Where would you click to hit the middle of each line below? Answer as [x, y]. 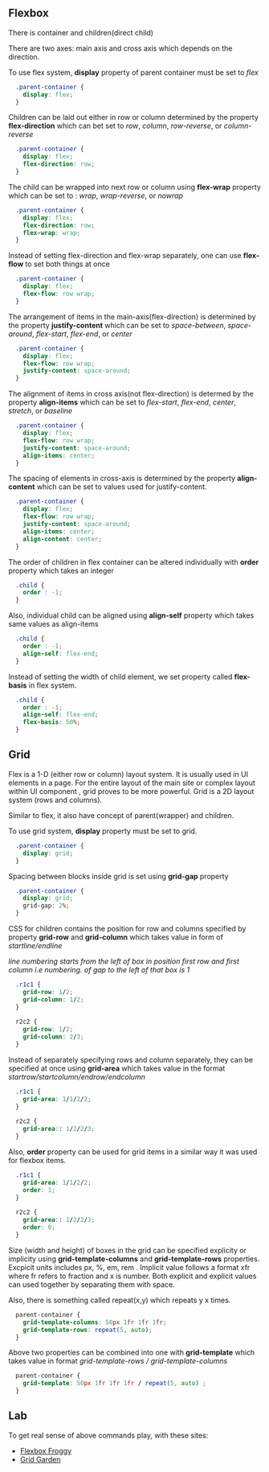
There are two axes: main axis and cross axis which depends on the [120, 48]
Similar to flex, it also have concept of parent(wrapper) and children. [121, 815]
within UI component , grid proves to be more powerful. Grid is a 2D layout [131, 791]
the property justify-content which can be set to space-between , [117, 325]
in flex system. [53, 685]
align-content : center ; [63, 539]
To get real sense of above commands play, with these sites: [108, 1435]
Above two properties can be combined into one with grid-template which [132, 1353]
